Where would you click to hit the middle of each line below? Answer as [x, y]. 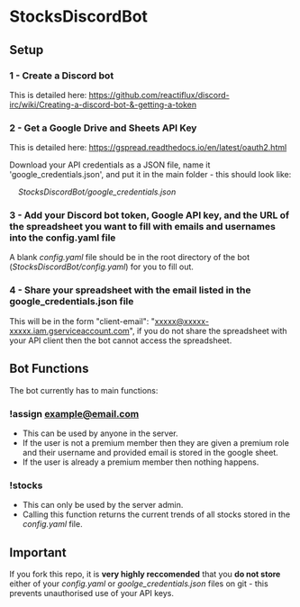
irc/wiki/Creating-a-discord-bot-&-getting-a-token [103, 104]
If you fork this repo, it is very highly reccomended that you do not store [145, 574]
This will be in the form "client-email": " [82, 321]
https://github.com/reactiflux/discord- [159, 95]
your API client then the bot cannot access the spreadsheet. [121, 340]
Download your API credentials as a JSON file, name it [110, 165]
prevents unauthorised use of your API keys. [91, 593]
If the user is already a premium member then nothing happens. [141, 462]
